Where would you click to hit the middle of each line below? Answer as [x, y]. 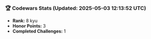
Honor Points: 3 [29, 26]
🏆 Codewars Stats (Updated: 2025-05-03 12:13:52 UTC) [76, 8]
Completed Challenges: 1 [39, 31]
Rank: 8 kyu [25, 21]
